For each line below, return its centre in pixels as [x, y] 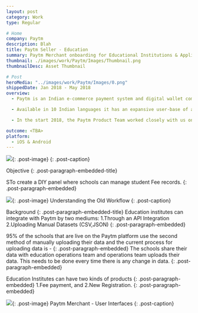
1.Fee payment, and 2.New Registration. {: [86, 285]
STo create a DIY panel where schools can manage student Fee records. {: [97, 182]
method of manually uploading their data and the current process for [89, 242]
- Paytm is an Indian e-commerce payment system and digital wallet [97, 99]
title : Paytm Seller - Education [47, 50]
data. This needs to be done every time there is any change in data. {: [90, 261]
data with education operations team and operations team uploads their [93, 255]
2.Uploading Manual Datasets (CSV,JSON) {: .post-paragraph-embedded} [96, 224]
